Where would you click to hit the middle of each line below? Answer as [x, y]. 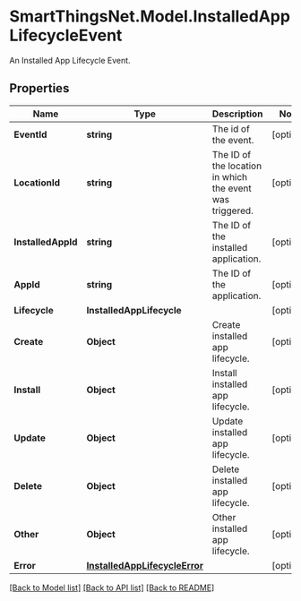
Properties [39, 88]
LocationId [37, 183]
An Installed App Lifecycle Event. [70, 60]
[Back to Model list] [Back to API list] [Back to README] [112, 588]
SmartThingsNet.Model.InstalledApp [150, 17]
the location [237, 166]
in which [230, 176]
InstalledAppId [46, 242]
